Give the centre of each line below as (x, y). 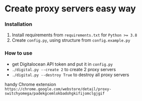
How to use (19, 53)
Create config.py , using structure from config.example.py (71, 40)
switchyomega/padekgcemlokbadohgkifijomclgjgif (55, 93)
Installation (19, 24)
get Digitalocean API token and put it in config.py (62, 64)
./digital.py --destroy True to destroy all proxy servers (71, 75)
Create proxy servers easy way (70, 9)
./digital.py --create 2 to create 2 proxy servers (64, 69)
